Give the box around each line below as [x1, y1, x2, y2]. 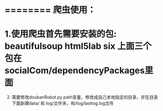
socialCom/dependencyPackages [4, 65, 145, 76]
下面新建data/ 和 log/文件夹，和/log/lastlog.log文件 [11, 100, 114, 106]
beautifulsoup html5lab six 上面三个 [4, 41, 152, 52]
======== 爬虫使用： [4, 4, 96, 16]
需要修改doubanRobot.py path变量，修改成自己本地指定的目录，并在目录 [11, 94, 158, 100]
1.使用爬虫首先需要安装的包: [4, 29, 117, 39]
